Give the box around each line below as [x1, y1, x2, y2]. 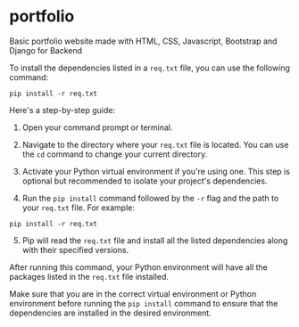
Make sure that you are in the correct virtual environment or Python [9, 288, 257, 299]
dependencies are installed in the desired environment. [9, 307, 212, 318]
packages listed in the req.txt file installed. [9, 271, 170, 282]
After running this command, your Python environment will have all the [9, 261, 268, 273]
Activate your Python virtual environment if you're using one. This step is [21, 166, 290, 176]
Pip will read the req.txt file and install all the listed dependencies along [21, 234, 288, 246]
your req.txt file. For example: [21, 202, 136, 213]
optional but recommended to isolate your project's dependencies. [21, 176, 268, 186]
